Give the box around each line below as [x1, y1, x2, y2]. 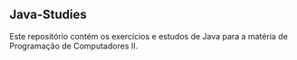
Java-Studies [9, 7, 88, 22]
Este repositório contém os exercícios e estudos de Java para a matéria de [9, 30, 288, 41]
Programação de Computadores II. [9, 40, 139, 51]
